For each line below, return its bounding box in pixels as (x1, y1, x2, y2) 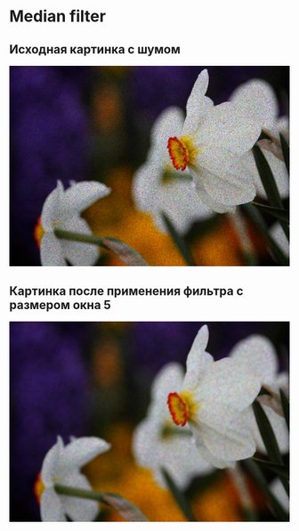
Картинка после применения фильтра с (9, 283, 244, 298)
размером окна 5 (9, 297, 111, 313)
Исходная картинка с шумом (9, 42, 181, 57)
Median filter (9, 6, 107, 27)
